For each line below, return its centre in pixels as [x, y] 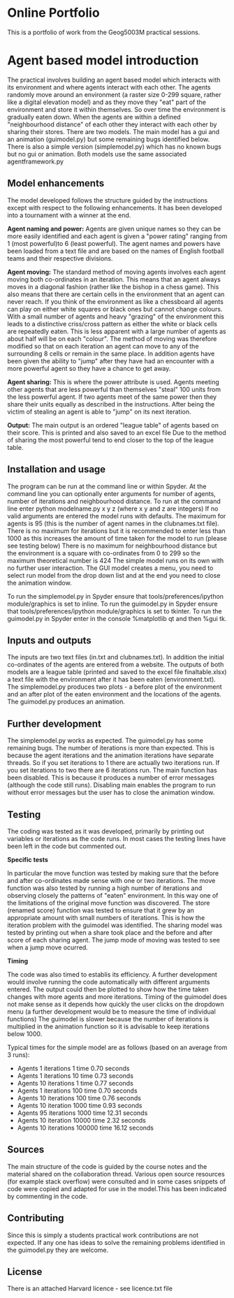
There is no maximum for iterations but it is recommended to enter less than [116, 531]
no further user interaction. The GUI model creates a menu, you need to [110, 568]
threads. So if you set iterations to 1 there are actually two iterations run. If [114, 763]
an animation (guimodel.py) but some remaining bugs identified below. [109, 139]
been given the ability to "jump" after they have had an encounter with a [111, 360]
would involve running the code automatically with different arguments [109, 982]
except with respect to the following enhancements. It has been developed [115, 207]
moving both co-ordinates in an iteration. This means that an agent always [114, 279]
